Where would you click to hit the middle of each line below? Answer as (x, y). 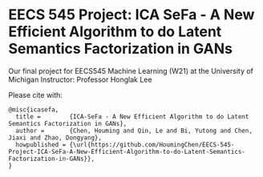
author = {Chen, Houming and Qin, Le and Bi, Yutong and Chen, (134, 131)
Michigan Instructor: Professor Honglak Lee (80, 79)
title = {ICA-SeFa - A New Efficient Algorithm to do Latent (132, 117)
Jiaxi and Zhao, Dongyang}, (55, 138)
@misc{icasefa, (34, 110)
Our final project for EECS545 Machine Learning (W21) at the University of (131, 70)
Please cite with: (35, 95)
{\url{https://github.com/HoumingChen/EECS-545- (152, 145)
